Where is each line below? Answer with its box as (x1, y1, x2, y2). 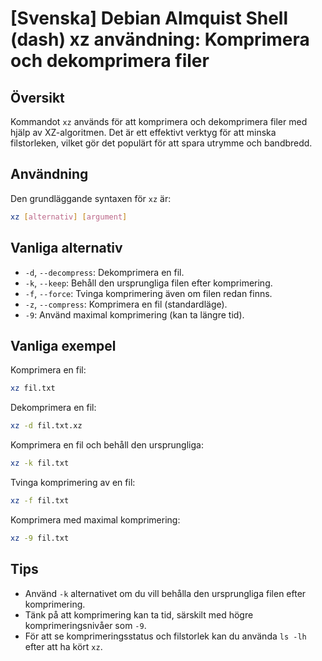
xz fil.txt (10, 383, 56, 394)
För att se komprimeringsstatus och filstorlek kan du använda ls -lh (24, 630, 307, 642)
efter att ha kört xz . (24, 640, 103, 652)
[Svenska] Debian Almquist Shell (10, 7, 289, 30)
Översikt (10, 89, 65, 106)
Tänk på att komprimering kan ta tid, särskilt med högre (24, 608, 254, 621)
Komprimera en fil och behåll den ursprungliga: (10, 439, 204, 451)
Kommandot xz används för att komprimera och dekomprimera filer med (10, 116, 308, 127)
